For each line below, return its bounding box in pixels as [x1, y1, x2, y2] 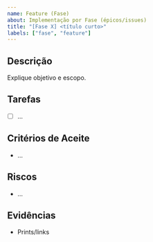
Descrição [7, 55, 53, 67]
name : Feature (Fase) [7, 10, 70, 17]
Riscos [7, 171, 37, 183]
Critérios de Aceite [7, 132, 90, 144]
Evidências [7, 209, 56, 221]
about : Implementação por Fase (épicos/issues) [7, 17, 147, 24]
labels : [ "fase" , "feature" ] [7, 29, 91, 37]
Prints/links [17, 228, 50, 236]
